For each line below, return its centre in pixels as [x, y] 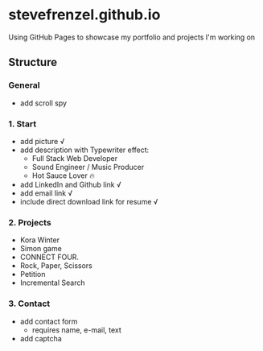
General [24, 85]
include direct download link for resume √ [89, 201]
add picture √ [42, 141]
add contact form [49, 321]
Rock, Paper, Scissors [56, 266]
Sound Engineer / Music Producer [88, 167]
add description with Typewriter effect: [84, 150]
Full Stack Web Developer [75, 158]
